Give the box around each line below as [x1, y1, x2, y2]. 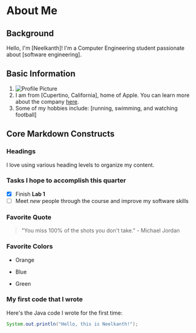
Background [6, 28, 54, 39]
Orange [15, 256, 35, 264]
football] [15, 111, 37, 118]
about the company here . [15, 98, 80, 105]
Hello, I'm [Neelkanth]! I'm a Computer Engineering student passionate [6, 44, 185, 52]
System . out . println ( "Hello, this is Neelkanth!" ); [6, 321, 138, 327]
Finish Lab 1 [15, 190, 45, 197]
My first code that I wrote [6, 295, 83, 304]
